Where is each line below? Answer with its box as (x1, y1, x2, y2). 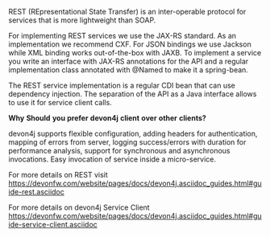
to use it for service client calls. (8, 98, 113, 107)
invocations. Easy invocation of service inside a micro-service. (8, 154, 216, 164)
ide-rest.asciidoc (8, 187, 64, 196)
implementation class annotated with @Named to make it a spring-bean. (8, 65, 248, 75)
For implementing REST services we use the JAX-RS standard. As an (8, 31, 236, 40)
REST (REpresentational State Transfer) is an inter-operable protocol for (8, 7, 247, 16)
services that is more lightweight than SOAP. (8, 15, 156, 25)
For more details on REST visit (8, 170, 108, 179)
